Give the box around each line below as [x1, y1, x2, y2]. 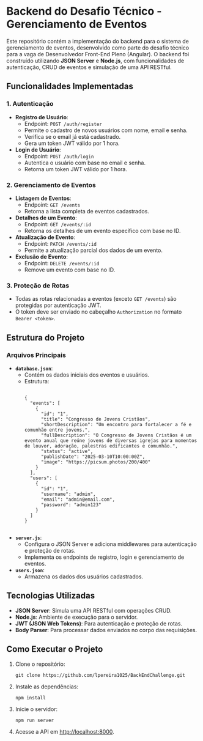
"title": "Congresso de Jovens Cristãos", [40, 416, 151, 422]
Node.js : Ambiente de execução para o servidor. [15, 613, 138, 621]
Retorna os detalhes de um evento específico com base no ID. [24, 227, 182, 234]
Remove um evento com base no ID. [24, 266, 116, 273]
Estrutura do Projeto [6, 332, 85, 343]
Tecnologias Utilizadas [6, 591, 95, 601]
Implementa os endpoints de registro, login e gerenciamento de [24, 553, 185, 561]
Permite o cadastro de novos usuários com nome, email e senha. [24, 127, 188, 134]
